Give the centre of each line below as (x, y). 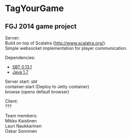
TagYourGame (34, 8)
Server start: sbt (21, 81)
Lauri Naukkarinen (24, 126)
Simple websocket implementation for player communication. (66, 48)
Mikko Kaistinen (21, 121)
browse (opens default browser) (37, 92)
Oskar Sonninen (21, 131)
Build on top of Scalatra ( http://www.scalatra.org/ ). (56, 43)
